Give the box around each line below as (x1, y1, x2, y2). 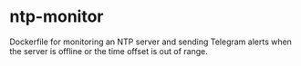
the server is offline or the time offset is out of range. (9, 45, 208, 56)
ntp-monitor (9, 6, 104, 27)
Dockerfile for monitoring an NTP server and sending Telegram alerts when (9, 36, 292, 47)
